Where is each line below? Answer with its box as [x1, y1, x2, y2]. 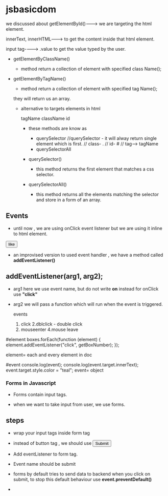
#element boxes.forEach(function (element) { [6, 336, 101, 342]
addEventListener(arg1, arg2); [6, 272, 104, 281]
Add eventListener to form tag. [13, 451, 78, 457]
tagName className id [20, 115, 70, 121]
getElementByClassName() [13, 55, 70, 62]
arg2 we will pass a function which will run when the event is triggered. [13, 301, 163, 307]
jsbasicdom [6, 4, 57, 15]
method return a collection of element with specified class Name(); [20, 66, 162, 72]
